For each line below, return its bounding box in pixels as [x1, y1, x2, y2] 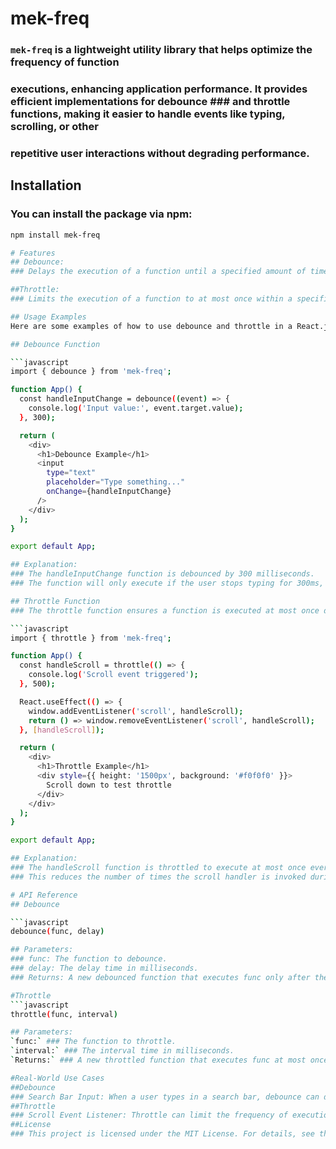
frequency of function [10, 55, 120, 69]
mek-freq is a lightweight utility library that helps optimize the [10, 43, 313, 57]
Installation [10, 177, 82, 194]
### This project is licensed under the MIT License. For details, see [10, 1129, 315, 1139]
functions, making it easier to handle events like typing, [10, 107, 286, 121]
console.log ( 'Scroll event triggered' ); [28, 670, 199, 680]
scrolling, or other [10, 120, 99, 134]
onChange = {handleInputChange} [46, 487, 172, 497]
